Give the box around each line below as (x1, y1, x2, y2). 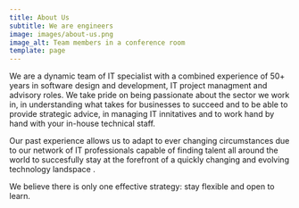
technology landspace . (9, 164, 96, 175)
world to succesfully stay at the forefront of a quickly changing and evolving (9, 154, 290, 165)
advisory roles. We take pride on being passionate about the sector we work (9, 90, 290, 101)
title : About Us (9, 12, 70, 22)
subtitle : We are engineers (9, 21, 114, 30)
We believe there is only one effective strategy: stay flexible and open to (9, 181, 275, 192)
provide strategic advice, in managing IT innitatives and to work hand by (9, 109, 275, 120)
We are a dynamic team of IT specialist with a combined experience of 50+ (9, 71, 286, 81)
